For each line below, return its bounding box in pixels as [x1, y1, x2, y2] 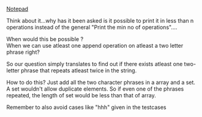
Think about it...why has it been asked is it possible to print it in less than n [6, 17, 194, 24]
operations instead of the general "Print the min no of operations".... [6, 24, 178, 31]
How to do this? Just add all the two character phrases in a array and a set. [6, 79, 196, 86]
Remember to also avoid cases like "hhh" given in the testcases [6, 104, 166, 111]
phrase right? [6, 48, 40, 56]
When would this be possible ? [6, 36, 84, 42]
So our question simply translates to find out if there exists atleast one [6, 61, 183, 67]
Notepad [6, 6, 29, 12]
